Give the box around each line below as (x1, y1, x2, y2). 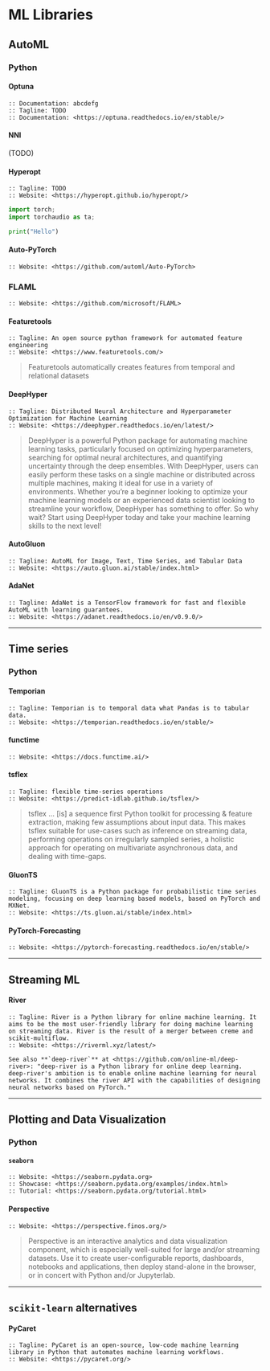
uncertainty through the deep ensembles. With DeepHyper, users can (27, 460, 259, 471)
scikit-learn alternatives (8, 1301, 137, 1315)
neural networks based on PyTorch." (8, 1083, 131, 1091)
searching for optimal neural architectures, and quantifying (27, 452, 223, 462)
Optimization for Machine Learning (8, 414, 128, 423)
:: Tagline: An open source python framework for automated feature (8, 334, 243, 342)
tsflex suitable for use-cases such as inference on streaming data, (27, 825, 247, 835)
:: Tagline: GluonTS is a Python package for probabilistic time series (8, 888, 257, 896)
